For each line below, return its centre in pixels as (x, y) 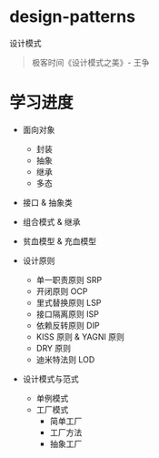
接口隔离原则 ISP (68, 314)
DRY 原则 (53, 348)
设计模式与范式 (50, 379)
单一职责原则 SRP (69, 280)
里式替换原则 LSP (69, 302)
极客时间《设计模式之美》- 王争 (90, 62)
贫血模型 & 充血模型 (60, 241)
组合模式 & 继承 (51, 221)
